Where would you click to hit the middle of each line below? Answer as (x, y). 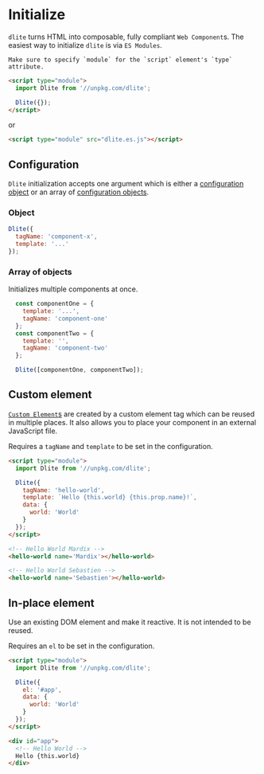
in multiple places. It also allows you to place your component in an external (132, 422)
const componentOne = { (54, 304)
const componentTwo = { (54, 333)
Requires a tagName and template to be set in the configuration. (111, 446)
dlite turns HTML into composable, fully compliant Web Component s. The (126, 37)
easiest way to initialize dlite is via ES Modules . (85, 45)
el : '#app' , (42, 690)
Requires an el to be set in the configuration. (82, 646)
